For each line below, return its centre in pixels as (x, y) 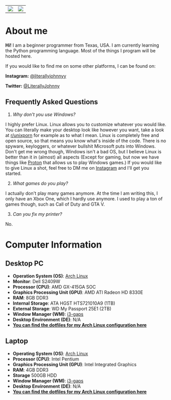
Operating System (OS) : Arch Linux (50, 353)
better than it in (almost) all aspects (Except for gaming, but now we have (82, 157)
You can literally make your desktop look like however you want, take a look (85, 130)
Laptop (17, 341)
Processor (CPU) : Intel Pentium (46, 359)
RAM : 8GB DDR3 (30, 297)
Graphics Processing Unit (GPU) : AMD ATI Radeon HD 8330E (78, 292)
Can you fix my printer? (37, 214)
